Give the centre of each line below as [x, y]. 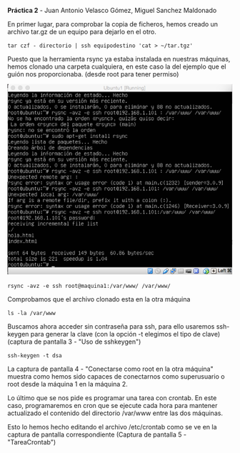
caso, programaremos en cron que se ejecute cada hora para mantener [112, 406]
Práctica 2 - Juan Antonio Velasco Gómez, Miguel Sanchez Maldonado [112, 10]
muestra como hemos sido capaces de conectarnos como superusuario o [116, 377]
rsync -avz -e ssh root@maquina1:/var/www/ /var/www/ [89, 286]
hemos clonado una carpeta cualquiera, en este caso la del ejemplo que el [117, 66]
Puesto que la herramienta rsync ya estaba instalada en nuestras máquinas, [119, 59]
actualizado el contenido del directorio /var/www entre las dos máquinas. [115, 413]
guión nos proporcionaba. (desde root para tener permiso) [93, 74]
